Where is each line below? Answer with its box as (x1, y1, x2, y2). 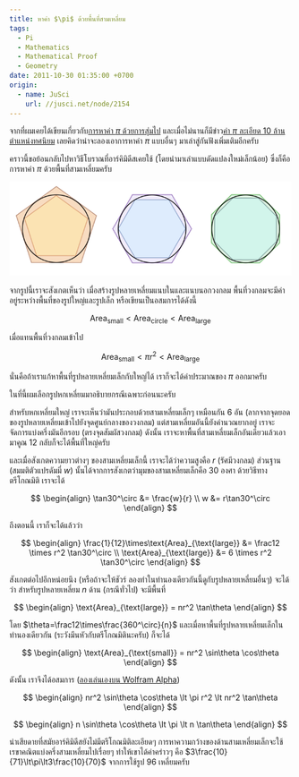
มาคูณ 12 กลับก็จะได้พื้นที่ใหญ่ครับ (9, 437, 110, 448)
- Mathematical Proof (17, 52, 98, 62)
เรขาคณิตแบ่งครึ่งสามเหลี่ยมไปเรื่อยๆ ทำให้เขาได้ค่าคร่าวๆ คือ (9, 746, 184, 756)
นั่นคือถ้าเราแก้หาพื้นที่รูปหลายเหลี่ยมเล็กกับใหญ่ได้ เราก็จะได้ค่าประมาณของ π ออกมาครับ (9, 371, 267, 381)
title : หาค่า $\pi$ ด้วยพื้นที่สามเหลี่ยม (9, 14, 126, 23)
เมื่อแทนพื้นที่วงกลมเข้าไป (9, 332, 83, 343)
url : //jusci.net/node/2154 (25, 99, 130, 108)
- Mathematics (17, 43, 70, 52)
